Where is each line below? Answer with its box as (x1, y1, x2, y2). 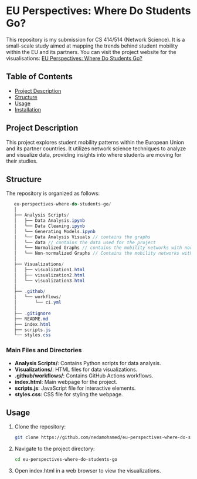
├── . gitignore (13, 310, 51, 316)
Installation (14, 106, 42, 113)
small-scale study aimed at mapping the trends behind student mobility (6, 42, 178, 49)
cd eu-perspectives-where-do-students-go (14, 457, 117, 463)
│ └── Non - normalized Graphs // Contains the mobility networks (13, 251, 180, 257)
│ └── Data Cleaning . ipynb (13, 223, 85, 229)
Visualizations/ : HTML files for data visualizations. (14, 366, 138, 373)
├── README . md (13, 316, 49, 322)
